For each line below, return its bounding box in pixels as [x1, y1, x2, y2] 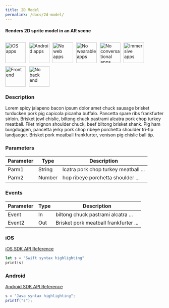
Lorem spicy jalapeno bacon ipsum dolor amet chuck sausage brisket [5, 105, 150, 111]
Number [38, 174, 58, 181]
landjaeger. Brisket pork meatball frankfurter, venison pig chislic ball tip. [5, 132, 155, 138]
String [38, 166, 53, 173]
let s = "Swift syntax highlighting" [5, 255, 85, 261]
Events [5, 189, 23, 196]
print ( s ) [5, 260, 24, 265]
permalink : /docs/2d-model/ [5, 12, 65, 17]
